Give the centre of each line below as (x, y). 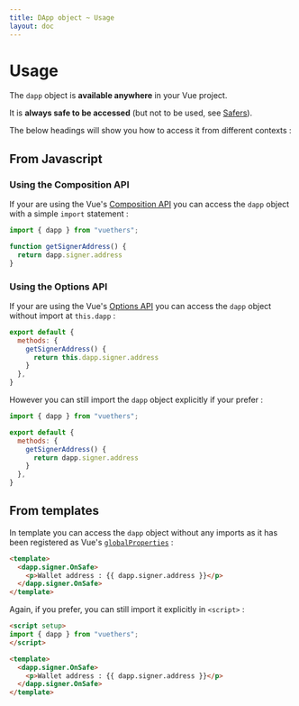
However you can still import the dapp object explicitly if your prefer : (136, 400)
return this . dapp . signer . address (96, 357)
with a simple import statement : (69, 214)
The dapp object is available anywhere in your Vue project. (118, 96)
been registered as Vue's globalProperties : (91, 542)
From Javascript (56, 159)
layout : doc (32, 26)
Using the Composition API (69, 184)
